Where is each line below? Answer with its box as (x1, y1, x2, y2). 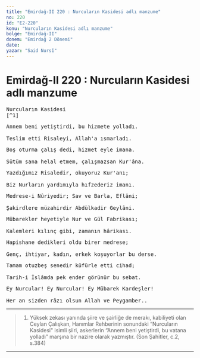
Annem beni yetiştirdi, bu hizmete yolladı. (6, 123, 139, 130)
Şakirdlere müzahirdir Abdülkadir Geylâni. (6, 204, 135, 211)
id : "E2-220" (6, 20, 39, 26)
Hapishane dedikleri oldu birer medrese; (6, 238, 129, 246)
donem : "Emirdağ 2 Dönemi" (6, 36, 73, 42)
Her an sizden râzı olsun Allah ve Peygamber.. (6, 297, 148, 304)
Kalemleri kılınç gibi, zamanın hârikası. (6, 228, 132, 234)
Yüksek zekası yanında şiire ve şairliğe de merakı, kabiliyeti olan (29, 314, 186, 321)
